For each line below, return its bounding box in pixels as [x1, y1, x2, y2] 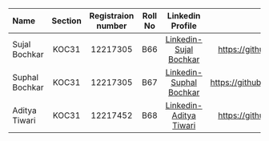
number [95, 20, 127, 31]
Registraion [89, 10, 134, 21]
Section [51, 15, 82, 26]
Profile [171, 20, 198, 31]
